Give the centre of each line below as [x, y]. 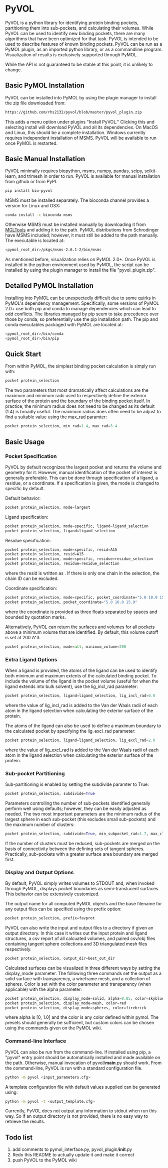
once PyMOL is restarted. [31, 143]
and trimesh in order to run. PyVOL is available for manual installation [89, 176]
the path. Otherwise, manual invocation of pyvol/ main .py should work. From [83, 1063]
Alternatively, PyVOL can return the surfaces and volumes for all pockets [80, 627]
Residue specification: [28, 540]
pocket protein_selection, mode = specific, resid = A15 [61, 550]
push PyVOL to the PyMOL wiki [44, 1160]
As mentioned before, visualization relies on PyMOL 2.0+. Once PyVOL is [80, 260]
